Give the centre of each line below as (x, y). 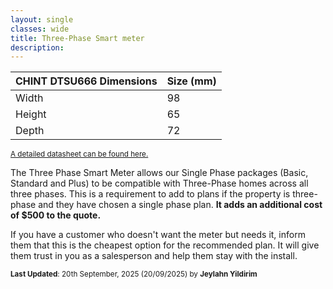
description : (37, 47)
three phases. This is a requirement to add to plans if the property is (150, 194)
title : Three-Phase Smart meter (77, 38)
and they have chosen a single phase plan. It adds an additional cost (180, 205)
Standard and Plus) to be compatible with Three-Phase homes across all (159, 183)
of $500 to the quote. (56, 215)
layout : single (42, 19)
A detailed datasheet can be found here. (79, 154)
